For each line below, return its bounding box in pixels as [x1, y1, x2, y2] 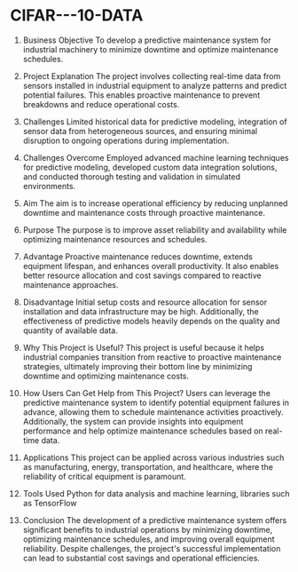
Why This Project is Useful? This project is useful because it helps [22, 342, 265, 353]
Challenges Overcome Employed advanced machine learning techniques [22, 152, 289, 163]
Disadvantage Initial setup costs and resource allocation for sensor [22, 297, 268, 307]
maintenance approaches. [22, 279, 119, 290]
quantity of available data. [22, 325, 118, 336]
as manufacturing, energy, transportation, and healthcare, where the [22, 461, 274, 472]
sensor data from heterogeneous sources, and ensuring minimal [22, 125, 258, 136]
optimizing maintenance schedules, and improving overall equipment [22, 534, 275, 544]
